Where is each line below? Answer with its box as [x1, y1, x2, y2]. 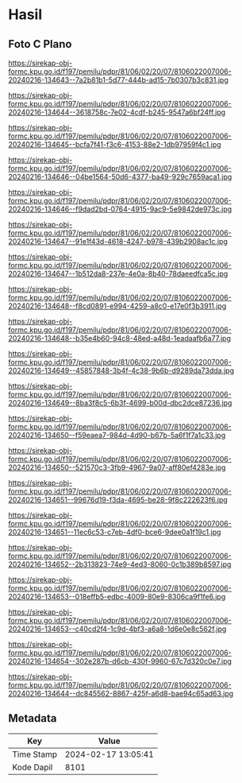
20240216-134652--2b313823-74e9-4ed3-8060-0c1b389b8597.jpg [8, 560, 232, 569]
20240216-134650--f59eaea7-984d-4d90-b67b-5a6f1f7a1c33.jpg [8, 431, 226, 440]
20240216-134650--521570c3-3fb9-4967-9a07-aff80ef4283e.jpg [8, 463, 226, 472]
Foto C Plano [8, 37, 72, 51]
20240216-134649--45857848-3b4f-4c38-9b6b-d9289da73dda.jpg [8, 366, 234, 375]
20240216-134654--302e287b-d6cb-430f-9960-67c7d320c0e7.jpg [8, 657, 232, 665]
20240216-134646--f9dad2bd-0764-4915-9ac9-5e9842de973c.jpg [8, 204, 232, 214]
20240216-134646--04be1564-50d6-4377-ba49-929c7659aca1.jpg [8, 172, 232, 181]
